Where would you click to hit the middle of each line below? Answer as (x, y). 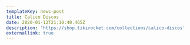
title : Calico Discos (33, 17)
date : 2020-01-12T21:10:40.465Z (46, 22)
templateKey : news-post (35, 11)
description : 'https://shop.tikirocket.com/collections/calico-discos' (96, 28)
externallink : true (30, 33)
